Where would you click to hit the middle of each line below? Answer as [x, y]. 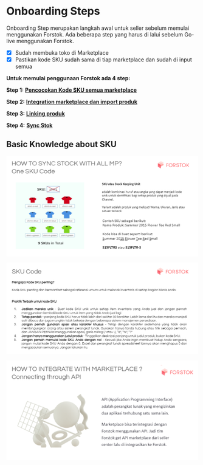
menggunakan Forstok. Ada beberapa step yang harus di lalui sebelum [95, 34]
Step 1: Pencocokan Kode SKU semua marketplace [72, 90]
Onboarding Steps [53, 11]
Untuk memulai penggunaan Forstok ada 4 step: [68, 78]
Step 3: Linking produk [36, 114]
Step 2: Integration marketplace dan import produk [72, 102]
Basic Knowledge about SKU [61, 144]
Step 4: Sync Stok [29, 125]
